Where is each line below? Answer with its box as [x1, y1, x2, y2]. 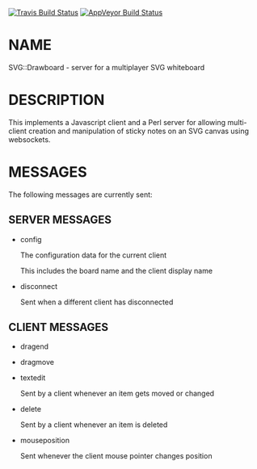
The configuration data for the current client [19, 250, 167, 260]
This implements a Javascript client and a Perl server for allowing [8, 117, 226, 127]
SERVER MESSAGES [8, 213, 112, 227]
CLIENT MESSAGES [8, 320, 109, 334]
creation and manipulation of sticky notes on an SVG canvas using [27, 126, 249, 136]
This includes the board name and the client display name [19, 266, 213, 275]
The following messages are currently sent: [8, 190, 153, 199]
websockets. [8, 134, 51, 144]
